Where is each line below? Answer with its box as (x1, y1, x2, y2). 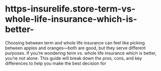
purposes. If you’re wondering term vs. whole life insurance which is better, (5, 50, 157, 56)
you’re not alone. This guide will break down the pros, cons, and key (5, 55, 142, 61)
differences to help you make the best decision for (5, 60, 106, 66)
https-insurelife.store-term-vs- (5, 3, 136, 14)
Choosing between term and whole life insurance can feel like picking (5, 40, 145, 45)
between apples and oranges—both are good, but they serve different (5, 45, 146, 51)
